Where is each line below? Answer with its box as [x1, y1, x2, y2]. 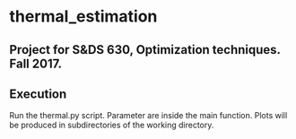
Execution [9, 86, 67, 101]
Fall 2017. [9, 56, 63, 71]
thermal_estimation [9, 6, 158, 27]
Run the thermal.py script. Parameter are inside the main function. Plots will [9, 110, 288, 121]
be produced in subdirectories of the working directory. [9, 119, 214, 131]
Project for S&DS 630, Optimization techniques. [9, 42, 281, 57]
